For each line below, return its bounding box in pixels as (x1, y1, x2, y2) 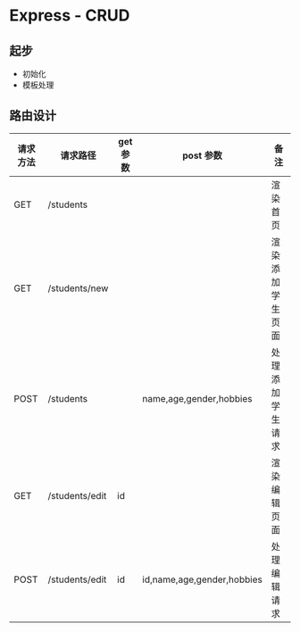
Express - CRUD (9, 5, 130, 26)
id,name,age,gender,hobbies (142, 573, 263, 586)
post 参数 (182, 149, 223, 162)
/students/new (47, 282, 109, 295)
